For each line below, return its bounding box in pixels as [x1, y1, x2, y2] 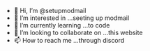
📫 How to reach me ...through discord [13, 37, 125, 44]
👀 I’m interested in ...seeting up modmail [13, 14, 130, 22]
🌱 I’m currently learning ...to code [13, 21, 110, 29]
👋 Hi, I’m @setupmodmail [13, 7, 87, 14]
